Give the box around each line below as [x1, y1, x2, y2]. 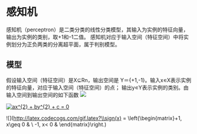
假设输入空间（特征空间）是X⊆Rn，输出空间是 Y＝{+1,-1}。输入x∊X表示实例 [6, 76, 192, 83]
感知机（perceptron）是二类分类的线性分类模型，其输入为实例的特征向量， [6, 26, 189, 33]
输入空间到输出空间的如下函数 [6, 91, 79, 98]
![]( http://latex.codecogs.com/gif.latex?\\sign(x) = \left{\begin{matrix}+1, [6, 115, 182, 122]
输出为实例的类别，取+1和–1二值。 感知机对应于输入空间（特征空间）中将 [6, 33, 184, 40]
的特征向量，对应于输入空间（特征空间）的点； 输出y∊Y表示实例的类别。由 [6, 84, 189, 91]
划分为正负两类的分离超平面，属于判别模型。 [11, 41, 120, 48]
